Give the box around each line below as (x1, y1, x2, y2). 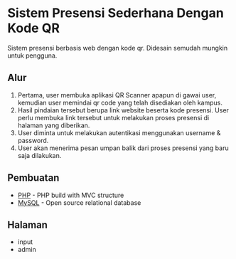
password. (17, 136, 49, 144)
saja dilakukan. (17, 151, 62, 159)
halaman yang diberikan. (17, 121, 90, 129)
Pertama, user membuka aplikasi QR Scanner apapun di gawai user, (17, 90, 217, 99)
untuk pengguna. (7, 51, 58, 60)
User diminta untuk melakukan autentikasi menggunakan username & (17, 128, 221, 137)
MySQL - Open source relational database (17, 198, 141, 207)
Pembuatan (7, 172, 60, 184)
